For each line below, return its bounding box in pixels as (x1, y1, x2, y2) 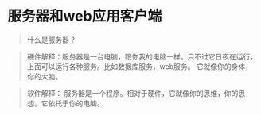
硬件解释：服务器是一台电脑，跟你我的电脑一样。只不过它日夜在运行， (26, 52, 258, 61)
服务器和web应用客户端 (7, 7, 162, 25)
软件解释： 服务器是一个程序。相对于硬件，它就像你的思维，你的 (26, 88, 239, 98)
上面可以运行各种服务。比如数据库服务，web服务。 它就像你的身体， (26, 61, 252, 71)
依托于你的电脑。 (48, 98, 104, 108)
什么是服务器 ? (26, 35, 75, 44)
